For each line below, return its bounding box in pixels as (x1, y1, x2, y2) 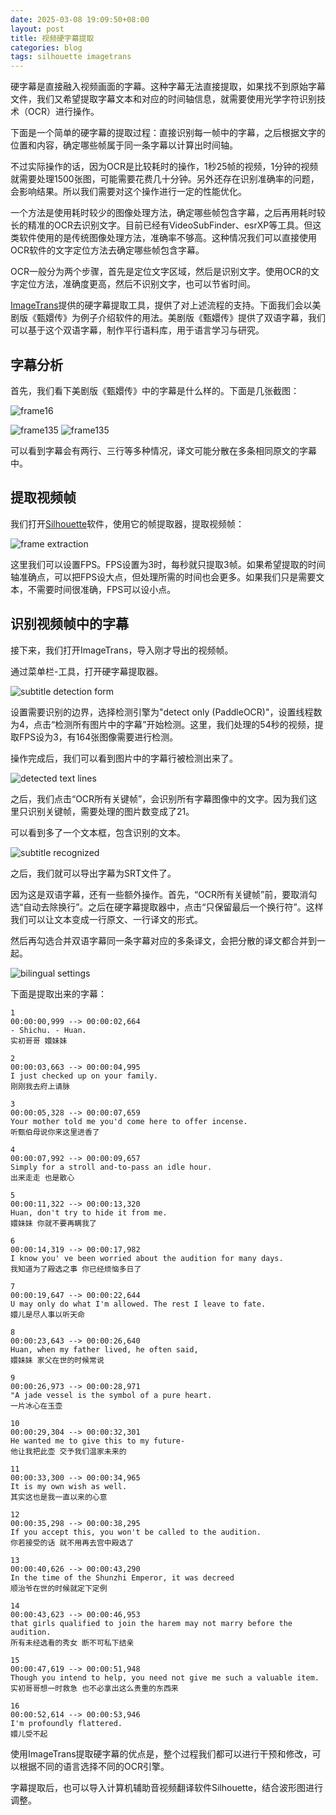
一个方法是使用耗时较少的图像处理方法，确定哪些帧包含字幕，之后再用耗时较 (10, 207, 326, 219)
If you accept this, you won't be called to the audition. (10, 1527, 262, 1537)
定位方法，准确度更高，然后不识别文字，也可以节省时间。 (18, 278, 256, 290)
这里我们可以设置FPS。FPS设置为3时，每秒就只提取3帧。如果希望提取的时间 (10, 558, 326, 570)
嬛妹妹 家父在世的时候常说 (10, 1355, 105, 1365)
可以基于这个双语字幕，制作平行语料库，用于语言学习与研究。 (10, 324, 265, 336)
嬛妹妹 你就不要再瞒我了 (10, 1218, 97, 1228)
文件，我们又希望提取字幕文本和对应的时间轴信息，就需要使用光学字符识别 (10, 93, 317, 105)
